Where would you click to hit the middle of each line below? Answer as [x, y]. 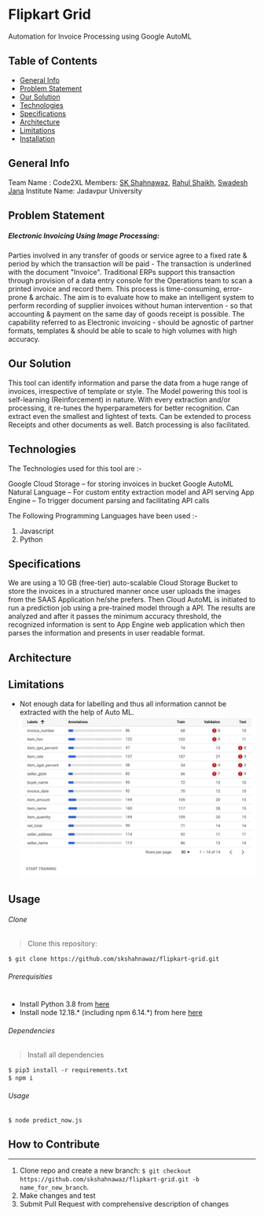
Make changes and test [57, 1196]
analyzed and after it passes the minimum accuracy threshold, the [115, 617]
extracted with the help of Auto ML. [77, 712]
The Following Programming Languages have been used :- [103, 515]
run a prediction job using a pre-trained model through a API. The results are [132, 608]
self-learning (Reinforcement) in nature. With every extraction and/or [119, 399]
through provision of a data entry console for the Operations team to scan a [130, 280]
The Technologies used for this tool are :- [75, 468]
